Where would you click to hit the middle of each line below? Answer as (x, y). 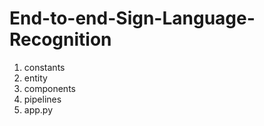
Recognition (60, 39)
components (49, 88)
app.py (38, 109)
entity (35, 78)
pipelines (42, 99)
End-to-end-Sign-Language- (132, 18)
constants (44, 67)
